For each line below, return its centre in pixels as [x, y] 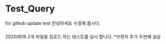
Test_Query [30, 9]
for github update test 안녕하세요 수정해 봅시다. [53, 23]
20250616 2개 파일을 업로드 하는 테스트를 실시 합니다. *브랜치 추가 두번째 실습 [83, 36]
